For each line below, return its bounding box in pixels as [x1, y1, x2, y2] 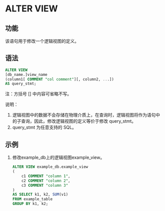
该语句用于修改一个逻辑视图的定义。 [5, 38, 79, 44]
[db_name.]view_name [5, 72, 48, 77]
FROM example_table [12, 197, 53, 202]
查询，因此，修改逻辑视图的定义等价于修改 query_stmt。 [21, 118, 136, 124]
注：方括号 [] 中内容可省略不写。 [5, 91, 72, 97]
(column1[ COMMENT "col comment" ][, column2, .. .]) [5, 76, 114, 82]
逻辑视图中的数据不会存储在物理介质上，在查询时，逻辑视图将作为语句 [12, 112, 156, 118]
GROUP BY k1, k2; [12, 202, 49, 207]
